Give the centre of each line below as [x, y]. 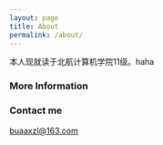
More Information [49, 86]
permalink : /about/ [46, 35]
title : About [34, 26]
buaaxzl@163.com [44, 130]
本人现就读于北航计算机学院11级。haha [82, 62]
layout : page [34, 18]
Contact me [36, 110]
